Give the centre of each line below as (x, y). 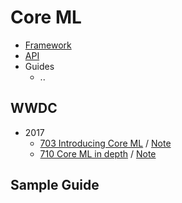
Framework (48, 45)
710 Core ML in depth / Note (98, 153)
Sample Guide (55, 185)
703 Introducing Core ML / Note (105, 143)
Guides (39, 66)
